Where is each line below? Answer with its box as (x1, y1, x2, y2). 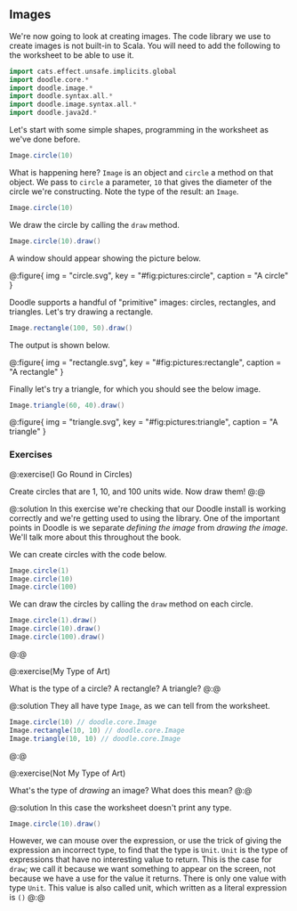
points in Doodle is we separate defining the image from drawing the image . (9, 522, 288, 533)
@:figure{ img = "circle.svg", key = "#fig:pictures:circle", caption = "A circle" (9, 270, 289, 281)
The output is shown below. (9, 339, 110, 350)
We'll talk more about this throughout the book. (9, 532, 182, 542)
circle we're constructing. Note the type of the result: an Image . (9, 186, 239, 197)
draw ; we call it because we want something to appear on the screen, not (9, 864, 276, 874)
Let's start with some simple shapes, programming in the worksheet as (9, 125, 269, 135)
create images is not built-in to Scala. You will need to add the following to (9, 40, 281, 51)
